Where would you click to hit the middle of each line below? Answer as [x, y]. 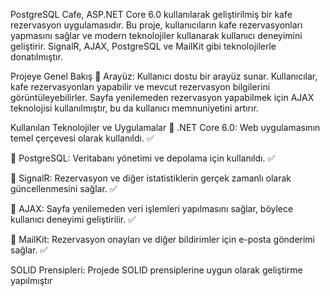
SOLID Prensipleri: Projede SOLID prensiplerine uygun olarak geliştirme [156, 270]
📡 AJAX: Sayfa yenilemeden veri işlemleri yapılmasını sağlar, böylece [152, 208]
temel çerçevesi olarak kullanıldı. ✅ [82, 138]
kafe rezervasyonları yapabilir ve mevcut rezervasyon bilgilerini [140, 87]
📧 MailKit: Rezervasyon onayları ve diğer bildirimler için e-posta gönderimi [162, 239]
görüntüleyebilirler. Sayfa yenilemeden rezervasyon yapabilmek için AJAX [162, 97]
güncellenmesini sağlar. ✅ [64, 188]
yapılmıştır [31, 280]
